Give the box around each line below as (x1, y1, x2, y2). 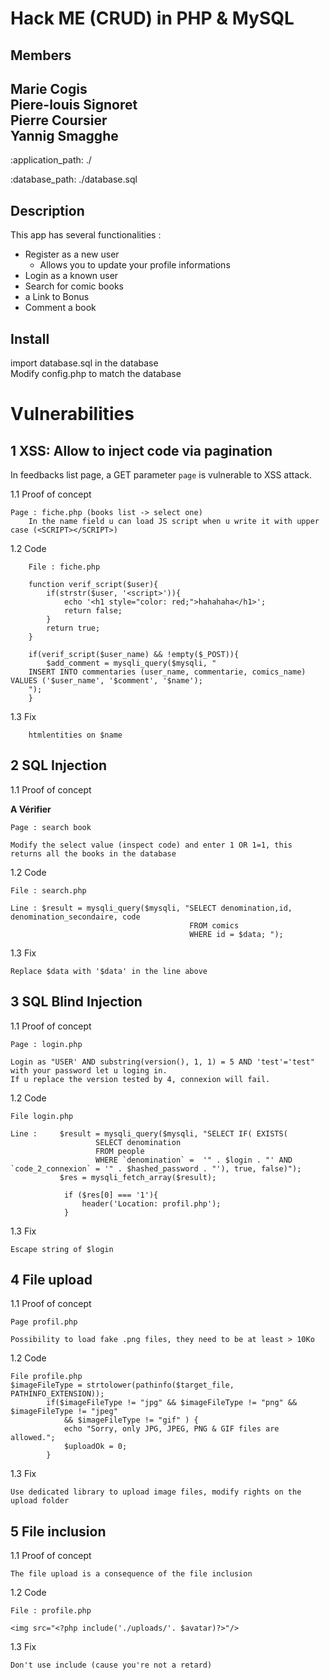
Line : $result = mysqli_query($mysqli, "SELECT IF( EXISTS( (10, 1128, 288, 1139)
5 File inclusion (10, 1523, 107, 1540)
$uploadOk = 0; (63, 1442, 128, 1452)
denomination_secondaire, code (10, 912, 141, 922)
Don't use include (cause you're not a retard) (10, 1660, 213, 1671)
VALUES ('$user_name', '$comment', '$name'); (10, 676, 203, 686)
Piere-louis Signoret (10, 96, 138, 113)
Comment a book (24, 302, 97, 314)
